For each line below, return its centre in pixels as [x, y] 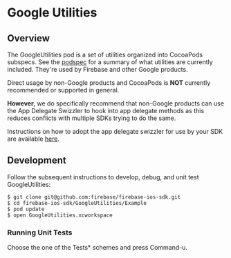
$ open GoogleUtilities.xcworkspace [60, 215]
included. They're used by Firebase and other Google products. [98, 69]
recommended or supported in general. [63, 90]
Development [37, 160]
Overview [29, 38]
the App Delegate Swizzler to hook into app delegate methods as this [106, 111]
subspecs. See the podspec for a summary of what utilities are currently [110, 62]
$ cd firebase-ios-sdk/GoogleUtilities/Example [77, 203]
